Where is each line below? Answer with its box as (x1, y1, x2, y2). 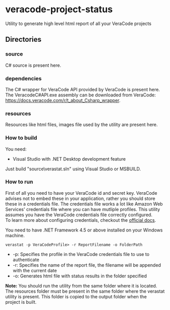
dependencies (5, 75, 42, 82)
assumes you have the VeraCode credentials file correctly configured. (5, 212, 153, 218)
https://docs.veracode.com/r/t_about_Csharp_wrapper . (5, 97, 121, 103)
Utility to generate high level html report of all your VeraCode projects (5, 20, 152, 27)
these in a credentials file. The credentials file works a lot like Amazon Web (5, 200, 163, 207)
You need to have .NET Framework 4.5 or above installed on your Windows (5, 227, 163, 233)
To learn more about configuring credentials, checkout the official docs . (5, 217, 156, 223)
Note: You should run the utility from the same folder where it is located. (5, 282, 157, 289)
